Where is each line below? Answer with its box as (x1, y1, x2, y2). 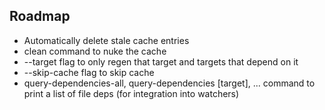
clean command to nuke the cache (23, 45, 167, 57)
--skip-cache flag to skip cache (23, 66, 155, 78)
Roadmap (9, 8, 71, 25)
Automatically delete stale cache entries (23, 34, 190, 46)
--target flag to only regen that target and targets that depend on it (23, 55, 299, 68)
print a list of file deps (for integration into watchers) (23, 87, 240, 99)
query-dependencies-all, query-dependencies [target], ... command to (23, 77, 316, 89)
